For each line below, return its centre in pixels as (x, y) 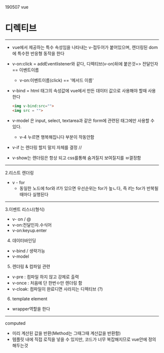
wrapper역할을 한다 (31, 309)
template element (30, 299)
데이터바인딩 (24, 240)
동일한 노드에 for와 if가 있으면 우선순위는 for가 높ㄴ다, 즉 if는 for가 (82, 188)
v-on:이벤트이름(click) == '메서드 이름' (57, 80)
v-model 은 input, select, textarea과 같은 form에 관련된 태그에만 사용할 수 (83, 120)
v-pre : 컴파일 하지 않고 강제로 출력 (45, 277)
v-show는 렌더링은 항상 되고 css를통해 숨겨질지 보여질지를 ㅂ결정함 (77, 158)
